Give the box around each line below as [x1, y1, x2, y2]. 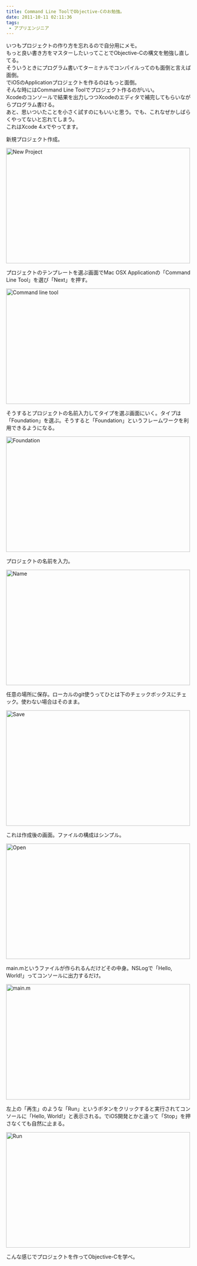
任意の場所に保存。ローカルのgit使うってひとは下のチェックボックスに [6, 691, 177, 698]
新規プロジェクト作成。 [6, 136, 63, 143]
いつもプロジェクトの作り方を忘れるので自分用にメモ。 [6, 42, 140, 49]
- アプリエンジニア [8, 25, 49, 31]
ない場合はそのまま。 [31, 698, 84, 706]
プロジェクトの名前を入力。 [6, 557, 74, 565]
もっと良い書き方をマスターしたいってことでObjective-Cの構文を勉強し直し [6, 50, 190, 57]
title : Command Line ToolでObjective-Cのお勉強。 [6, 8, 125, 15]
